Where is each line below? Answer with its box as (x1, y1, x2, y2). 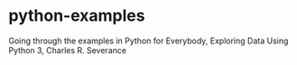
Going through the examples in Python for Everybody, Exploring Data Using (8, 35, 289, 46)
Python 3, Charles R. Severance (8, 44, 127, 55)
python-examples (8, 5, 145, 26)
